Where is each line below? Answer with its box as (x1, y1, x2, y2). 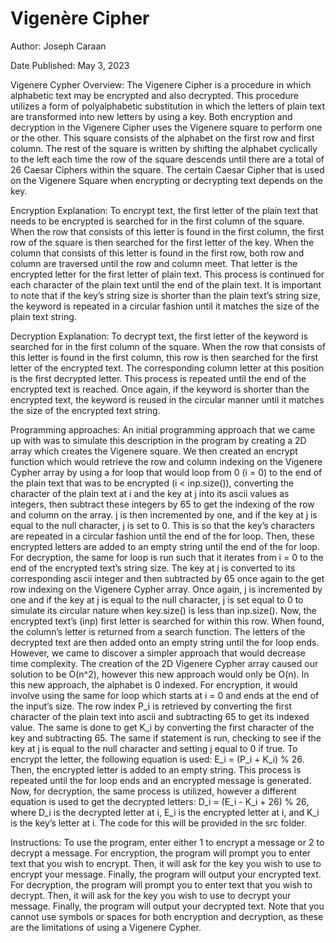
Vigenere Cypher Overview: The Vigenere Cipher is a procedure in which (10, 78, 312, 91)
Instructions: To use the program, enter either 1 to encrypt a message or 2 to (10, 836, 325, 848)
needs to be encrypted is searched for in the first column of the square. (10, 215, 305, 227)
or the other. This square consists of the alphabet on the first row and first (10, 132, 315, 144)
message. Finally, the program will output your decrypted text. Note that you (10, 900, 325, 912)
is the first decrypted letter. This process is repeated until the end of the (10, 372, 307, 384)
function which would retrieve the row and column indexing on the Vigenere (10, 455, 323, 467)
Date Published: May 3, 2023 (10, 59, 130, 71)
